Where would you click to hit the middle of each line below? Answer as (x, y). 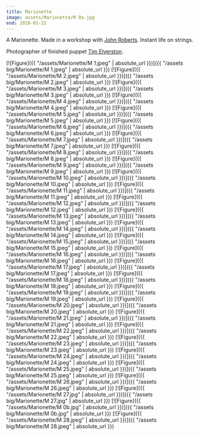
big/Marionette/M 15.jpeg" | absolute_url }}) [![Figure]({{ (75, 248)
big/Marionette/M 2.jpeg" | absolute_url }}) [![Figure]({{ (74, 82)
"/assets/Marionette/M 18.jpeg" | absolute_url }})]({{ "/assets (81, 280)
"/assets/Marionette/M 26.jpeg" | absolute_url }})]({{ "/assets (82, 382)
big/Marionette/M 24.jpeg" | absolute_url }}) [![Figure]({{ (76, 363)
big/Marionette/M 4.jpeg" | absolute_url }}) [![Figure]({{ (74, 108)
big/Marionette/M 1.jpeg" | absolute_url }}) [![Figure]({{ (74, 70)
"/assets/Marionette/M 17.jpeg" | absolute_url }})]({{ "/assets (81, 267)
